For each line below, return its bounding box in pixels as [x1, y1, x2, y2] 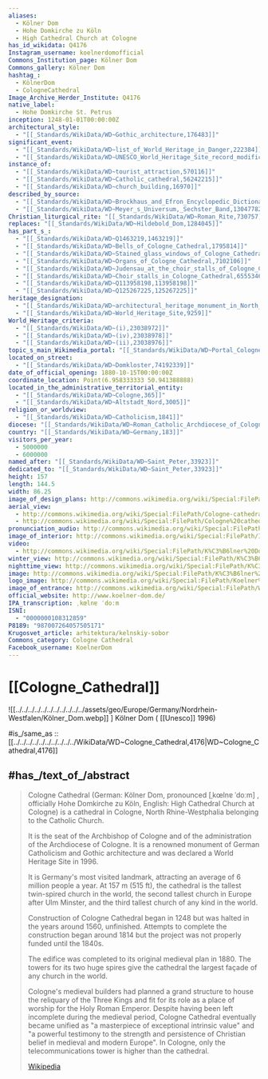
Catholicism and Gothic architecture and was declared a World [27, 848, 234, 857]
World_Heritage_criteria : [8, 317, 94, 325]
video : [8, 540, 30, 548]
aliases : [8, 11, 37, 20]
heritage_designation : [8, 294, 84, 302]
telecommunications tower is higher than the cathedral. [27, 1045, 210, 1056]
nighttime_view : [8, 561, 62, 570]
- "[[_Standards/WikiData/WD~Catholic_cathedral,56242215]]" [15, 175, 223, 184]
